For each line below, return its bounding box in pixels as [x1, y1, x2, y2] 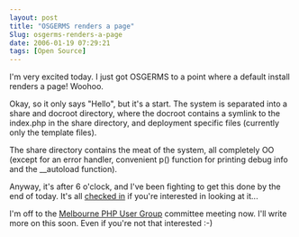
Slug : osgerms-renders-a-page [9, 30, 123, 39]
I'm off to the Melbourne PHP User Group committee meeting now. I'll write [9, 208, 287, 219]
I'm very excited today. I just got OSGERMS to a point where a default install [9, 71, 290, 82]
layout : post [9, 13, 59, 23]
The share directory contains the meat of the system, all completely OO [9, 145, 275, 156]
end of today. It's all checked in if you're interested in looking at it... [9, 191, 258, 202]
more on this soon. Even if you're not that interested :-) [9, 218, 213, 229]
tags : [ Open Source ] [9, 47, 87, 56]
